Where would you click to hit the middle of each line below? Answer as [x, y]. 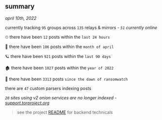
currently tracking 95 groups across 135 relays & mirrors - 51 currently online [81, 28]
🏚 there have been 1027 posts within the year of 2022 [59, 68]
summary [20, 7]
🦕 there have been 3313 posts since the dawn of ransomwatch [66, 79]
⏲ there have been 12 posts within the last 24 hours [57, 37]
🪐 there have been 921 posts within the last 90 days [58, 56]
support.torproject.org [27, 103]
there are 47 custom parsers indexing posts [48, 88]
